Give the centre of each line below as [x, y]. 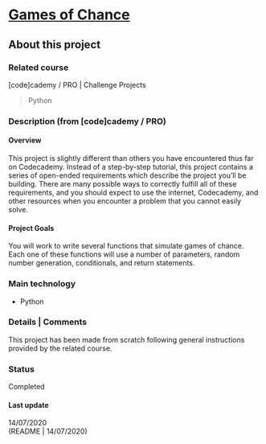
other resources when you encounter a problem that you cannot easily [125, 201]
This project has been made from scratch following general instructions [127, 339]
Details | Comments [47, 322]
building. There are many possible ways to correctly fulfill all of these [123, 184]
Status [21, 369]
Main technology [42, 284]
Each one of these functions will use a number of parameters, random [124, 254]
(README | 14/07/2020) [48, 431]
